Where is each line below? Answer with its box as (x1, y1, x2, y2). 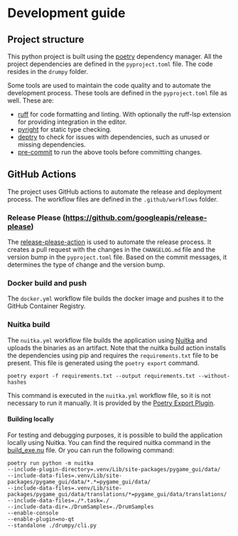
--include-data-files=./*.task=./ (7, 497, 110, 504)
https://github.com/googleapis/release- (65, 212, 207, 222)
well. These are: (7, 96, 55, 105)
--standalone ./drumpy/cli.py (7, 522, 97, 529)
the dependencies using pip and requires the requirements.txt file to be (7, 351, 219, 359)
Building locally (7, 415, 55, 424)
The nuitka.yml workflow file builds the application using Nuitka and (7, 336, 207, 345)
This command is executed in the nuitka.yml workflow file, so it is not (7, 391, 211, 399)
